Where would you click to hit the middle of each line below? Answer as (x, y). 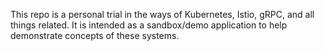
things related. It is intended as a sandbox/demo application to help (149, 25)
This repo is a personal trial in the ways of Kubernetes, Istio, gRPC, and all (162, 14)
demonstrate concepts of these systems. (95, 35)
